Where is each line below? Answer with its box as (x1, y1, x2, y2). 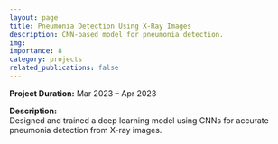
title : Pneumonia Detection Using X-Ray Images (9, 22, 192, 31)
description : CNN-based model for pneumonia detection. (9, 30, 224, 39)
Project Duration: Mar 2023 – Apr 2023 (9, 87, 157, 99)
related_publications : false (9, 64, 119, 73)
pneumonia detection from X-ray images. (9, 124, 162, 135)
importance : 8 (9, 47, 63, 56)
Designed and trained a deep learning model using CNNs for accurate (9, 114, 269, 126)
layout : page (9, 13, 59, 22)
